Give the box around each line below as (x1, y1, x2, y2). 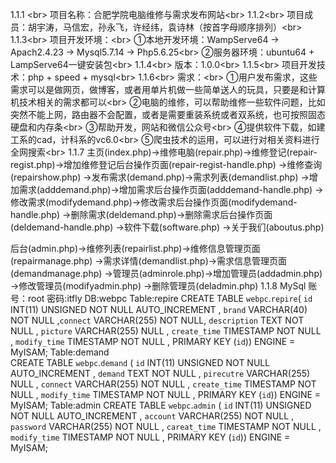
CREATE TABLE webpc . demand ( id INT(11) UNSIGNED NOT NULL (10, 357, 271, 368)
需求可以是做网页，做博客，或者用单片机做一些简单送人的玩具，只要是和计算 (10, 84, 326, 95)
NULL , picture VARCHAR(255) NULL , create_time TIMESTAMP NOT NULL (10, 325, 322, 337)
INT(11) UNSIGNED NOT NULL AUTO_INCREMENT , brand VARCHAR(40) (10, 304, 308, 315)
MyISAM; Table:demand (10, 346, 110, 358)
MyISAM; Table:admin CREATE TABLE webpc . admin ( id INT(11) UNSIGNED (10, 399, 312, 411)
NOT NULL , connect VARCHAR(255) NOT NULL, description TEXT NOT (10, 314, 305, 326)
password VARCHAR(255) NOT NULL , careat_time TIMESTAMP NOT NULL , (10, 421, 322, 432)
